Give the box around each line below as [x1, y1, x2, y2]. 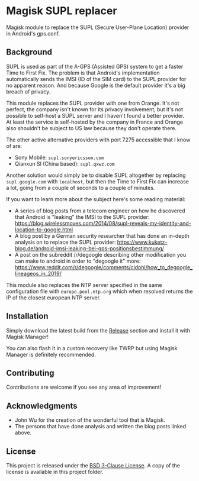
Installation [6, 311, 49, 321]
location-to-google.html [14, 226, 73, 233]
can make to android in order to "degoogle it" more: [14, 257, 141, 264]
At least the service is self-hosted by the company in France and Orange [6, 118, 184, 125]
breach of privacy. [6, 88, 51, 95]
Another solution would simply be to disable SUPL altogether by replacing [6, 172, 186, 179]
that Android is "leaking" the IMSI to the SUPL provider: [14, 213, 150, 220]
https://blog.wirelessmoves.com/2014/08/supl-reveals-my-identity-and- [14, 219, 191, 227]
